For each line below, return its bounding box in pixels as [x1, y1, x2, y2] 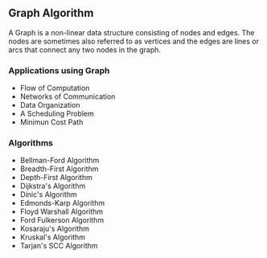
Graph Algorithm [8, 6, 94, 20]
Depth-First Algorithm [19, 173, 92, 182]
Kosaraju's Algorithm [19, 224, 90, 234]
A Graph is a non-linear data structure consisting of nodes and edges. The [8, 27, 255, 37]
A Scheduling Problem [19, 109, 95, 119]
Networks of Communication [19, 92, 116, 101]
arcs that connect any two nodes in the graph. [8, 44, 162, 55]
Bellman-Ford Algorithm [19, 156, 100, 166]
